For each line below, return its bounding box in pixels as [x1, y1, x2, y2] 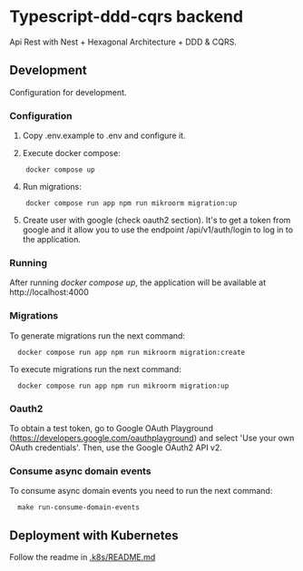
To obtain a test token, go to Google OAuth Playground [9, 422, 213, 433]
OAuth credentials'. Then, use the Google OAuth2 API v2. [9, 442, 222, 453]
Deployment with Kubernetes [9, 527, 179, 543]
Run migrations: [22, 182, 82, 192]
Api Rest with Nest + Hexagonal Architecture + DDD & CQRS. [9, 36, 238, 47]
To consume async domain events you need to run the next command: [9, 486, 273, 497]
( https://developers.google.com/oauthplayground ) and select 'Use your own [9, 432, 295, 443]
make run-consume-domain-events [17, 503, 141, 512]
